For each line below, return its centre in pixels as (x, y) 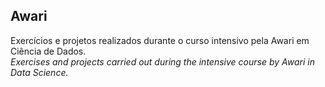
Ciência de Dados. (48, 51)
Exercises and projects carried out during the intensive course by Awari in (162, 61)
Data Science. (39, 72)
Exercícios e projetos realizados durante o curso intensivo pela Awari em (160, 40)
